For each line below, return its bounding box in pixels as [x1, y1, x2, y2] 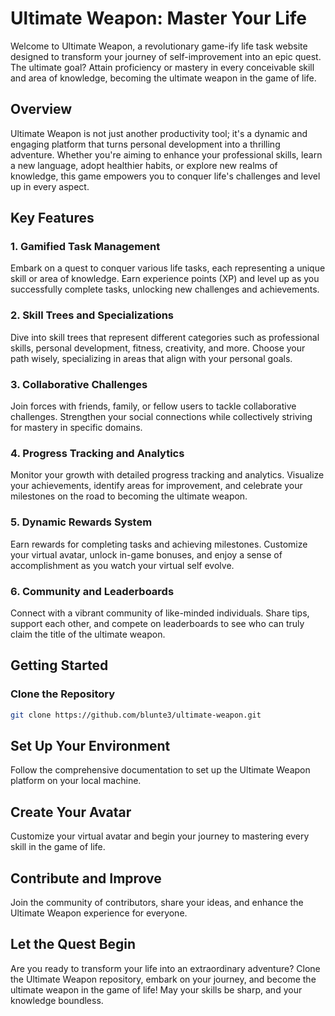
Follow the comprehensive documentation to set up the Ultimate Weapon [10, 764, 311, 776]
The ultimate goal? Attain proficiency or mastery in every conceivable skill [10, 61, 315, 73]
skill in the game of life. [10, 841, 106, 853]
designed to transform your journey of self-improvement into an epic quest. [10, 50, 322, 62]
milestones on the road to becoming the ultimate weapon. [10, 490, 248, 502]
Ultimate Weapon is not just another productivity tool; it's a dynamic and [10, 127, 308, 139]
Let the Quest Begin [10, 936, 137, 953]
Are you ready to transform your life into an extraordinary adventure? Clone [10, 962, 321, 974]
